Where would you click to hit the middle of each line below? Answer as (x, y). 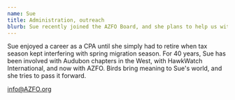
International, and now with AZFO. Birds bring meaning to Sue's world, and (115, 68)
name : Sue (22, 14)
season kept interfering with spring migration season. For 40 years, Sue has (116, 53)
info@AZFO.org (29, 89)
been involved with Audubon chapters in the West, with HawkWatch (105, 61)
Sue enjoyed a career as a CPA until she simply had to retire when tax (107, 47)
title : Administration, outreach (56, 20)
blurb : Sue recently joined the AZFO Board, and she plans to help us (112, 26)
